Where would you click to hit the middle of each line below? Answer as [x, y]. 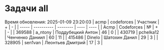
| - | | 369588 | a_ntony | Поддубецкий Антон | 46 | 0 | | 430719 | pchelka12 [82, 32]
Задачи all [27, 8]
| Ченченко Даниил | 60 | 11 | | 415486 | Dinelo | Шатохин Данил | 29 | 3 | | [81, 37]
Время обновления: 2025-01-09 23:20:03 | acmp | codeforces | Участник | [82, 22]
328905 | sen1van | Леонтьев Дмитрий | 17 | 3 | [54, 42]
